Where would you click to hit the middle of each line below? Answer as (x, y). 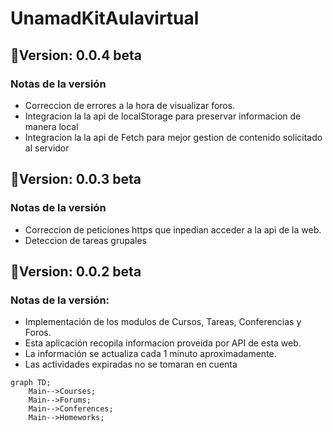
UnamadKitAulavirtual (105, 18)
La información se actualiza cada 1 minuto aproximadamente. (150, 354)
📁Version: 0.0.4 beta (76, 55)
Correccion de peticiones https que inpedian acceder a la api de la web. (173, 229)
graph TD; (31, 383)
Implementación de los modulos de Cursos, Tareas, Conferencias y (163, 322)
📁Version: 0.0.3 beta (76, 179)
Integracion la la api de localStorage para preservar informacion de (163, 116)
